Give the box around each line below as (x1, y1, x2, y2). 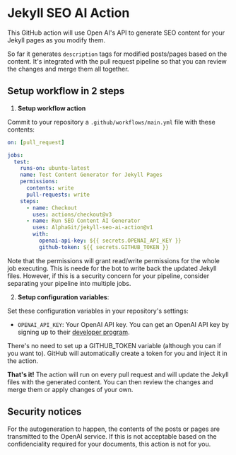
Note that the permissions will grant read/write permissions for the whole (7, 256, 220, 265)
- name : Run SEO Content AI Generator (25, 217, 141, 224)
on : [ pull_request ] (7, 139, 65, 146)
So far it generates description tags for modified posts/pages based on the (7, 50, 228, 58)
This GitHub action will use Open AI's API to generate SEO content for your (7, 28, 225, 37)
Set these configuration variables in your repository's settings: (7, 306, 189, 315)
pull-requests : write (25, 191, 90, 198)
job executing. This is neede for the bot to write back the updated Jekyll (7, 264, 217, 272)
